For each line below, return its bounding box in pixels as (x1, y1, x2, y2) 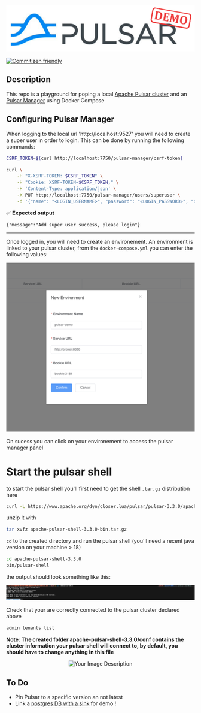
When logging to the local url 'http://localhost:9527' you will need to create (6, 130, 191, 137)
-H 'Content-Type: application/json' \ (17, 186, 117, 192)
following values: (6, 250, 48, 258)
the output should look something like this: (6, 573, 111, 581)
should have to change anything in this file (6, 649, 114, 656)
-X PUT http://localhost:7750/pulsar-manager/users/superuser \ (17, 192, 181, 198)
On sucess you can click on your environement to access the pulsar (6, 437, 173, 445)
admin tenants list (6, 625, 55, 631)
